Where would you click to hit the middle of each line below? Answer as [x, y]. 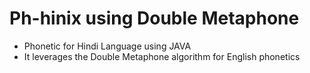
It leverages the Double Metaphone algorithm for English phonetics [162, 56]
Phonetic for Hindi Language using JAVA [107, 46]
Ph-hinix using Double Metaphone [154, 18]
